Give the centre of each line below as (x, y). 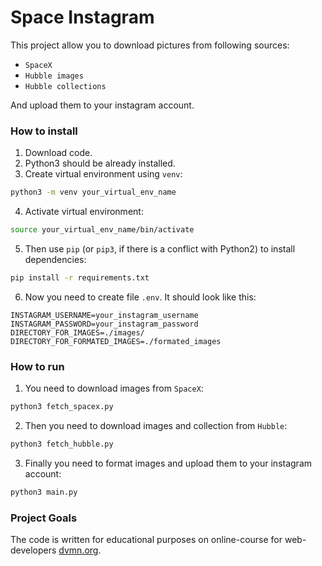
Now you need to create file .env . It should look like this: (140, 297)
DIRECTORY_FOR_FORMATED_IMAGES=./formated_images (116, 341)
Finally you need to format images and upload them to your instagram (168, 463)
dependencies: (55, 259)
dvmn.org (78, 550)
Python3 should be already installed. (100, 163)
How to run (37, 366)
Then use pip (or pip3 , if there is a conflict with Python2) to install (160, 248)
